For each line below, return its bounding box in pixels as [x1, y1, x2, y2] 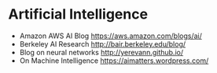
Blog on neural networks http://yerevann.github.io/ [19, 47, 183, 57]
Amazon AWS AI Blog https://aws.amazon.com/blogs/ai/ [19, 31, 202, 40]
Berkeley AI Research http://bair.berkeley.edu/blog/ [19, 39, 186, 48]
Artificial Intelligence [8, 5, 148, 23]
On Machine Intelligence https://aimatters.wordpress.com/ [19, 56, 209, 65]
